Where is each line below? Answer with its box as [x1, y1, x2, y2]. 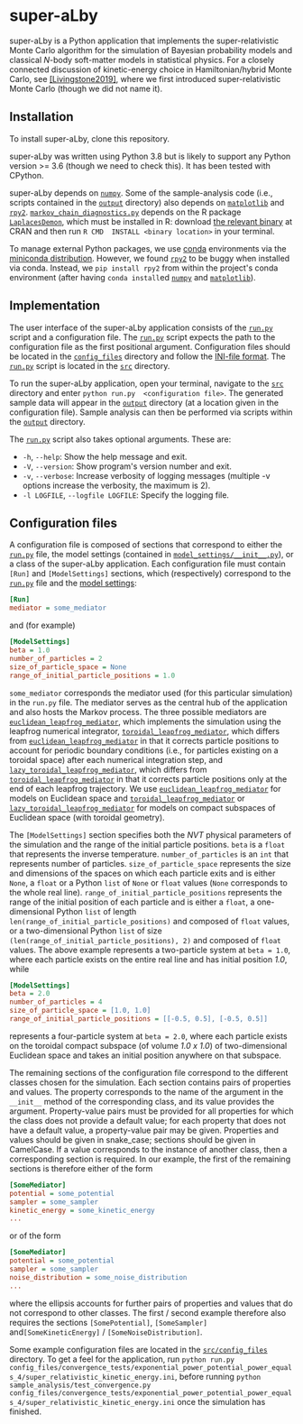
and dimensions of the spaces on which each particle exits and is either [9, 868, 276, 878]
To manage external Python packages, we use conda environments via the [9, 243, 287, 253]
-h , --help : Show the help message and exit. [22, 451, 188, 462]
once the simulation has [177, 1396, 266, 1407]
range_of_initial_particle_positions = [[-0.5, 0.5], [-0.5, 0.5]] [9, 1015, 269, 1024]
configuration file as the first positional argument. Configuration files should [9, 341, 291, 352]
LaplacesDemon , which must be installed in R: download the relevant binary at [9, 216, 293, 226]
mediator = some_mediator [9, 603, 106, 613]
